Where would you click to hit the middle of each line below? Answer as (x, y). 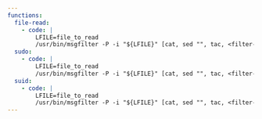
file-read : (32, 23)
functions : (25, 15)
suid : (23, 81)
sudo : (23, 52)
